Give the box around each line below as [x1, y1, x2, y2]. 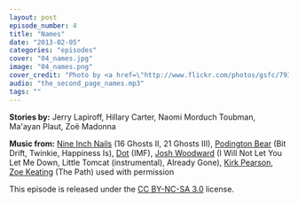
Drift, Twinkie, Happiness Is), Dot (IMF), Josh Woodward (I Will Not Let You [9, 147, 282, 158]
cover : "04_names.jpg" [9, 54, 93, 63]
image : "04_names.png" [9, 63, 93, 72]
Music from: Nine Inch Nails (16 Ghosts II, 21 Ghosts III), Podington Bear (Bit [9, 138, 286, 149]
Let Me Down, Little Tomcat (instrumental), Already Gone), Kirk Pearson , [9, 157, 273, 168]
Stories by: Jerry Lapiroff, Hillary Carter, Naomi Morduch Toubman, [9, 112, 255, 122]
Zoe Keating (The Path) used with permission [9, 166, 175, 177]
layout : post [9, 12, 58, 22]
